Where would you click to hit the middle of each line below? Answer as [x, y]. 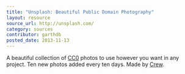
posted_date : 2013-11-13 [38, 40]
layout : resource [28, 18]
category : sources [30, 29]
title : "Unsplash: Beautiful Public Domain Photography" [80, 12]
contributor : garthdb [34, 35]
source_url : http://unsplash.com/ [50, 23]
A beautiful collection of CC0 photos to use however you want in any [93, 58]
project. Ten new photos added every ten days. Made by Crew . [85, 64]
